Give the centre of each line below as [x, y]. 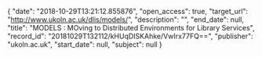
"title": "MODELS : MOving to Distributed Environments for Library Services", [131, 28]
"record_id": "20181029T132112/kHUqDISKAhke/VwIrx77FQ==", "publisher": [131, 36]
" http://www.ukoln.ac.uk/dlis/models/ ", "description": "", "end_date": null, [126, 20]
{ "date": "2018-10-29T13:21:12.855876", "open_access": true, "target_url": [128, 11]
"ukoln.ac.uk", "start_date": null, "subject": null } [85, 45]
